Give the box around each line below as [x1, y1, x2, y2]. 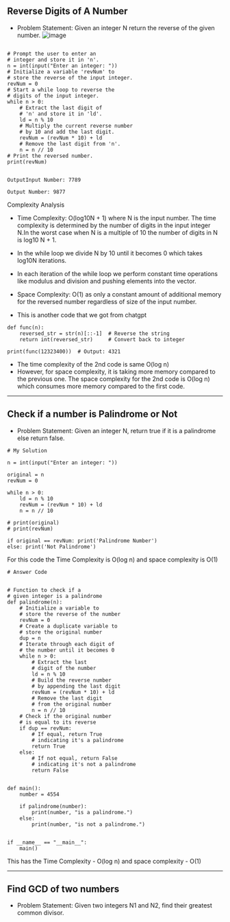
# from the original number [31, 700, 112, 708]
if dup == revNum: [19, 724, 72, 732]
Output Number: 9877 [7, 188, 66, 195]
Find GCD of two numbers [7, 884, 120, 895]
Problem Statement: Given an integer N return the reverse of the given [16, 23, 216, 32]
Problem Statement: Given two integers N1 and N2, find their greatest [16, 901, 212, 910]
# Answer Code [7, 568, 48, 575]
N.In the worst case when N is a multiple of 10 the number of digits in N [16, 228, 218, 236]
